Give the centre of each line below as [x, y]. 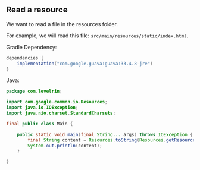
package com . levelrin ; [34, 92]
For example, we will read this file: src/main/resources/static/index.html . [97, 36]
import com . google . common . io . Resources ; [57, 102]
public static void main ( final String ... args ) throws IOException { [105, 134]
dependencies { [25, 58]
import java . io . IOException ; [42, 108]
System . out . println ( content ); [65, 146]
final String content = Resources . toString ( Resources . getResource [112, 140]
